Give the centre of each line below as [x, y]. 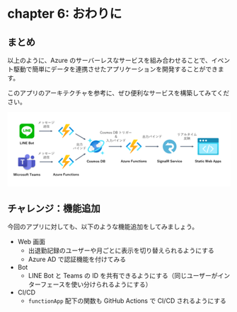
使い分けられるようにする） [111, 284]
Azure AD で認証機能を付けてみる [77, 259]
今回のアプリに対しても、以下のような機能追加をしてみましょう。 [103, 227]
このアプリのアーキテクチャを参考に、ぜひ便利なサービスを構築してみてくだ [118, 93]
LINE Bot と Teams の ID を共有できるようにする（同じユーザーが [123, 276]
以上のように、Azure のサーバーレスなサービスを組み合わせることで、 [110, 60]
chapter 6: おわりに [65, 14]
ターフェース [47, 284]
